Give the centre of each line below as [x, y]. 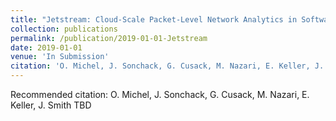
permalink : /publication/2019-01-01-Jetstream [109, 38]
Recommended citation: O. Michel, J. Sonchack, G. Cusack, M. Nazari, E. [160, 94]
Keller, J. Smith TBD [51, 105]
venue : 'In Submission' [60, 57]
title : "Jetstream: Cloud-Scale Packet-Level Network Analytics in [154, 19]
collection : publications [64, 29]
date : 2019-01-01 [46, 47]
